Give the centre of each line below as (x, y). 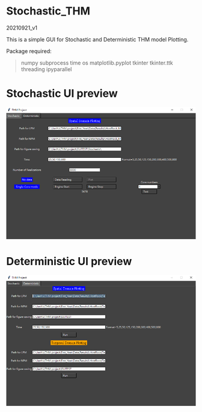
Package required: (29, 51)
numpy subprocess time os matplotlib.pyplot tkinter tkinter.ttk (97, 63)
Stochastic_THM (48, 11)
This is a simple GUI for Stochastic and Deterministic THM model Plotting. (97, 39)
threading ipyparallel (46, 69)
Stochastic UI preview (62, 94)
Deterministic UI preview (69, 262)
